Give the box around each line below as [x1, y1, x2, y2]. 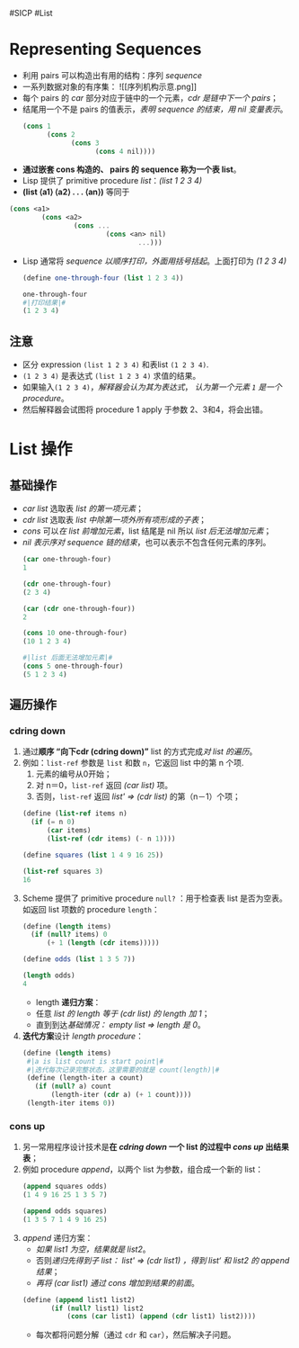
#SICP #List [9, 8, 53, 18]
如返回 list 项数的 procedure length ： [22, 903, 160, 914]
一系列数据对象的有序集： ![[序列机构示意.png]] [22, 81, 198, 92]
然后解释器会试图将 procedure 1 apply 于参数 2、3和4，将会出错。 [22, 404, 268, 415]
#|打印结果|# [22, 298, 66, 307]
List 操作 [9, 439, 73, 460]
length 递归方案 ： [35, 996, 101, 1007]
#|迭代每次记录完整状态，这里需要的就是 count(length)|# [26, 1065, 220, 1074]
